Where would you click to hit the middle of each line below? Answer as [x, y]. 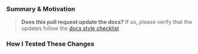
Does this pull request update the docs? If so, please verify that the [107, 22]
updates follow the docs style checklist [70, 28]
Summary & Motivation [41, 9]
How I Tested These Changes [50, 44]
